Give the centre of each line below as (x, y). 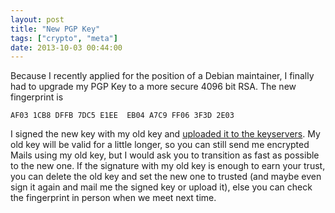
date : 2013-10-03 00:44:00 (66, 47)
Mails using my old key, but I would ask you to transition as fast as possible (165, 155)
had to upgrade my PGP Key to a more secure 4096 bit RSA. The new (153, 87)
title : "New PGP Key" (55, 29)
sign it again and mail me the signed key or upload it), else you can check (161, 187)
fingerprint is (37, 97)
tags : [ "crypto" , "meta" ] (64, 38)
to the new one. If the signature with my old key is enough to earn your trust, (168, 166)
